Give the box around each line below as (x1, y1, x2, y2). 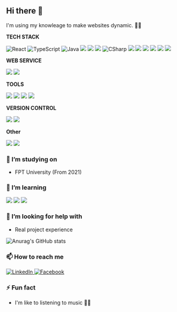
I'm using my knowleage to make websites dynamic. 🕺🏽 (6, 21, 142, 28)
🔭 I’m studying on (6, 155, 57, 163)
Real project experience (14, 226, 73, 233)
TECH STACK (6, 33, 40, 40)
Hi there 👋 (6, 6, 43, 16)
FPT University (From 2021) (14, 168, 82, 176)
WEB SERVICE (6, 57, 42, 64)
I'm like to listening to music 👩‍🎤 (14, 299, 91, 306)
